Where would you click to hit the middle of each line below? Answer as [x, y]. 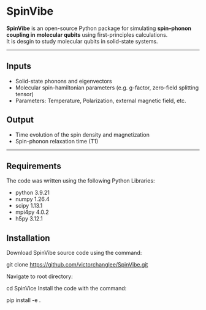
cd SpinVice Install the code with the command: [67, 289]
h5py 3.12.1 [29, 219]
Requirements [34, 166]
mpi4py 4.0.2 [32, 212]
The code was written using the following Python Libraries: [81, 181]
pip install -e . [24, 300]
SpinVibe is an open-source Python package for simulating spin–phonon [99, 28]
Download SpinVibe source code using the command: [74, 253]
